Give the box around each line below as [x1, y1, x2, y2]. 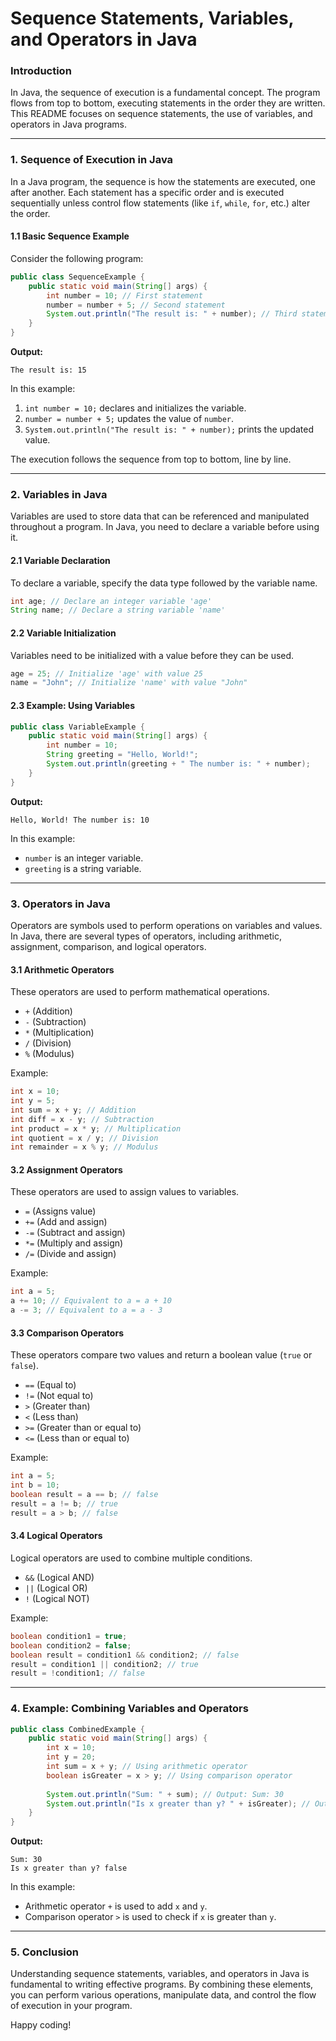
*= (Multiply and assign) [24, 1237, 124, 1249]
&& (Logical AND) [24, 1571, 95, 1583]
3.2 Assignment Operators [10, 1163, 123, 1176]
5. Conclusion [10, 1945, 80, 1959]
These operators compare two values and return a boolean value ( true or [10, 1349, 313, 1361]
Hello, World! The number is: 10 [10, 815, 150, 825]
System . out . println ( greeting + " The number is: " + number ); [46, 759, 311, 769]
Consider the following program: [10, 252, 144, 264]
